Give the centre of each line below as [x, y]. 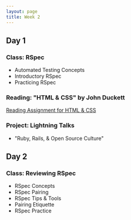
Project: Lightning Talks [40, 125]
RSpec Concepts [35, 186]
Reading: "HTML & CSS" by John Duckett [65, 98]
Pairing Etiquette [34, 205]
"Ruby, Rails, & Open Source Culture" [59, 138]
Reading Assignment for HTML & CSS [51, 110]
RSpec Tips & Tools [38, 198]
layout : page [22, 11]
